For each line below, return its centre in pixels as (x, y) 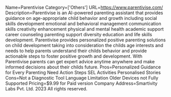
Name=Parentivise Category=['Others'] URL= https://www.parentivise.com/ (84, 7)
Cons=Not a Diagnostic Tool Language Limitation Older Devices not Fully (82, 78)
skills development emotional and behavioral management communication (83, 23)
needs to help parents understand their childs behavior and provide (76, 51)
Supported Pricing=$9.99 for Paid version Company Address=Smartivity (81, 83)
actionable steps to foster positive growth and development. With (74, 56)
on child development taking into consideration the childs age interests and (84, 45)
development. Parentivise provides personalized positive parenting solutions (86, 40)
